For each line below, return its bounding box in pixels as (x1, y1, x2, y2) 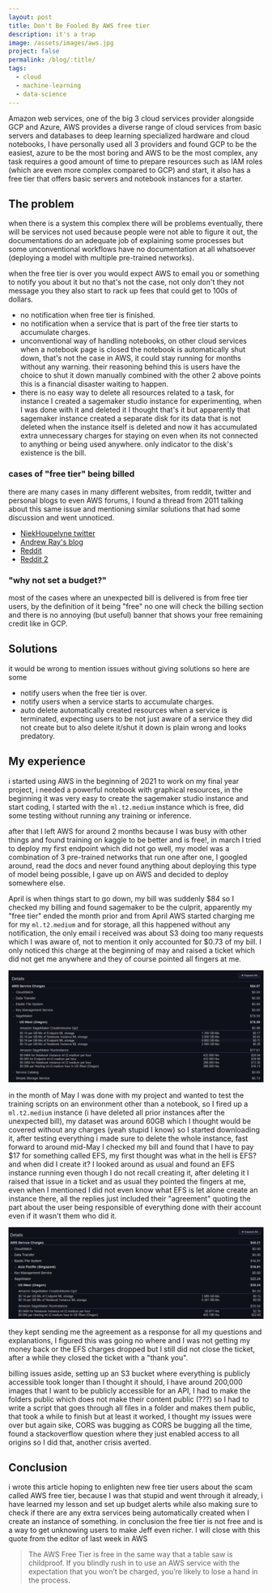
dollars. (8, 294, 34, 304)
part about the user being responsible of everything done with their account (8, 1202, 261, 1212)
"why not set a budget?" (8, 574, 107, 585)
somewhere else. (8, 878, 66, 888)
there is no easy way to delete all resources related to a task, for (19, 388, 235, 397)
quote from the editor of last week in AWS (8, 1534, 148, 1544)
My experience (8, 755, 87, 769)
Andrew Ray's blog (19, 537, 83, 546)
